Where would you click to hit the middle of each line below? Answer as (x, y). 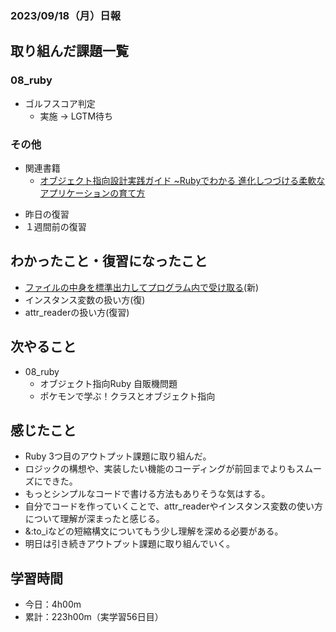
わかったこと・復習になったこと (109, 261)
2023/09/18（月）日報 (66, 15)
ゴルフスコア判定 (60, 103)
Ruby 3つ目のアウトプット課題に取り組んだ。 (118, 456)
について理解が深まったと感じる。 (94, 519)
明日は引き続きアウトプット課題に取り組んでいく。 (130, 544)
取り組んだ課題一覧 (69, 51)
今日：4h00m (53, 604)
